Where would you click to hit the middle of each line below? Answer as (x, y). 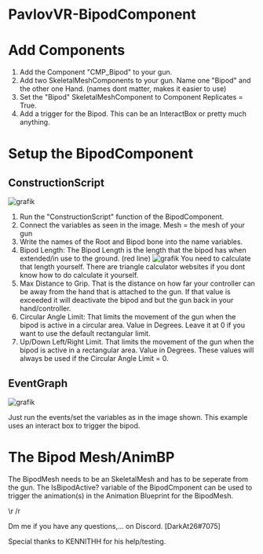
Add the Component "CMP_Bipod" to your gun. (96, 72)
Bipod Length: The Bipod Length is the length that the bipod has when (133, 250)
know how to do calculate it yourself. (79, 275)
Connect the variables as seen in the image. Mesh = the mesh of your (132, 225)
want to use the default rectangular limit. (85, 333)
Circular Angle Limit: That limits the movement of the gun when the (128, 317)
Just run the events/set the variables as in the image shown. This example (128, 417)
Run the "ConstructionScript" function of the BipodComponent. (122, 217)
